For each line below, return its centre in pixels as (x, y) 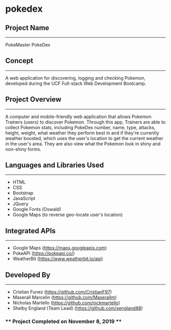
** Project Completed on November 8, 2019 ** (64, 321)
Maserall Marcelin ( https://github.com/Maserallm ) (65, 297)
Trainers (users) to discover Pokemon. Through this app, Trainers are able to (85, 122)
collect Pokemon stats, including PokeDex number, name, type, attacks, (80, 127)
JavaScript (24, 198)
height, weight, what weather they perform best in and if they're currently (82, 133)
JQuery (21, 204)
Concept (19, 61)
